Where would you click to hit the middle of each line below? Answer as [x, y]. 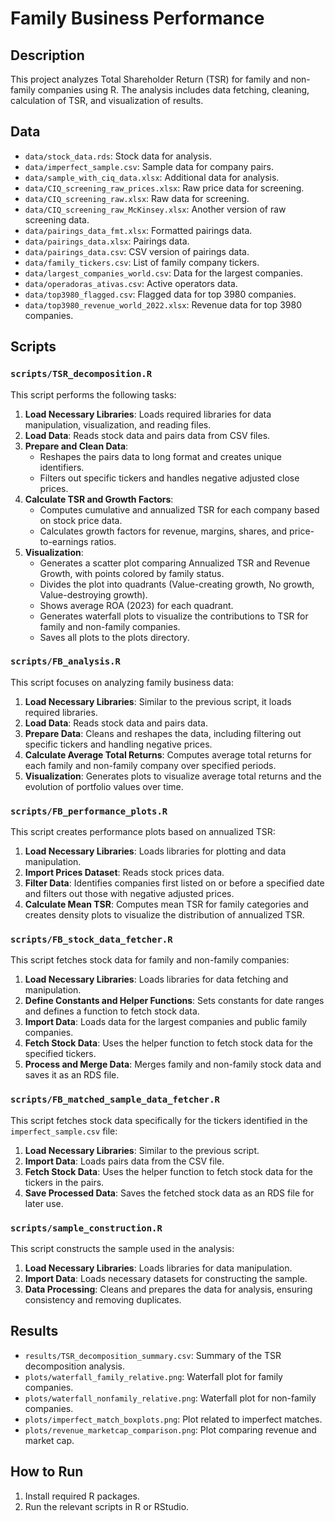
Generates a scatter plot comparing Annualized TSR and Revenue [175, 563]
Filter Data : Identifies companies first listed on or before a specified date [174, 883]
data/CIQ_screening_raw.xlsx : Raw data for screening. [137, 198]
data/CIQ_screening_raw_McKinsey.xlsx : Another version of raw [155, 209]
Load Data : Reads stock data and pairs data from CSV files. [147, 435]
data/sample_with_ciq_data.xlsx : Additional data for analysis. [152, 177]
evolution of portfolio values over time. [104, 786]
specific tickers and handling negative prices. [118, 744]
